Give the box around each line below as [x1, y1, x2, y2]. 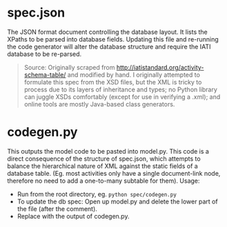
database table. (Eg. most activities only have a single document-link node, [7, 169, 221, 177]
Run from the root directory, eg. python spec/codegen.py [17, 190, 177, 198]
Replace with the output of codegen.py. [17, 212, 130, 220]
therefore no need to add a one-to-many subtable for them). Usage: [7, 176, 200, 185]
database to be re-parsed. [7, 50, 82, 58]
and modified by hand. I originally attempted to [67, 71, 200, 79]
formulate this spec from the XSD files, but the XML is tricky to [23, 78, 202, 86]
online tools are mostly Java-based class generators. [23, 100, 175, 108]
